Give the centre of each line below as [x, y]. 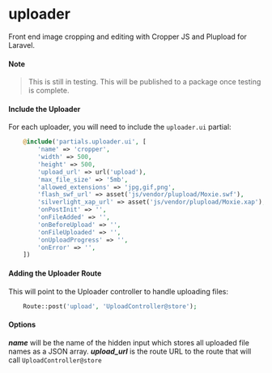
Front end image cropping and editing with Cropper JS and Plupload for [127, 36]
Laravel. [21, 45]
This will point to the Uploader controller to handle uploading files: [119, 291]
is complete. [49, 91]
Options [22, 324]
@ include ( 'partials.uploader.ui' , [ [85, 142]
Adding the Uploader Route [55, 273]
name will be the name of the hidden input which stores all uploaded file [129, 342]
